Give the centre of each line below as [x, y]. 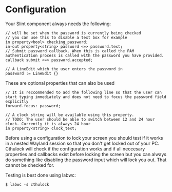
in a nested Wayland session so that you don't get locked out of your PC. [82, 143]
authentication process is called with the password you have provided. [85, 55]
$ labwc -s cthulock [27, 184]
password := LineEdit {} [32, 73]
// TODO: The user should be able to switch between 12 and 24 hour [80, 119]
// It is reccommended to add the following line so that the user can [83, 92]
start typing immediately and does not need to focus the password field [86, 97]
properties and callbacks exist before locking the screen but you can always [86, 154]
